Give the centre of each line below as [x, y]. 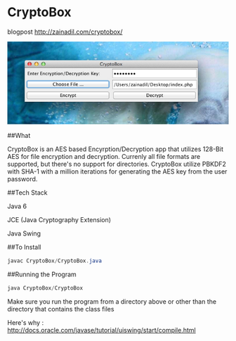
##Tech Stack [27, 193]
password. [22, 179]
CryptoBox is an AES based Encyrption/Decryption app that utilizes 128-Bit [115, 149]
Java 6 [17, 206]
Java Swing [24, 233]
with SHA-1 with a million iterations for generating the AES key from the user [117, 172]
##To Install [24, 247]
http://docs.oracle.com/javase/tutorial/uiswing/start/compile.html [101, 330]
